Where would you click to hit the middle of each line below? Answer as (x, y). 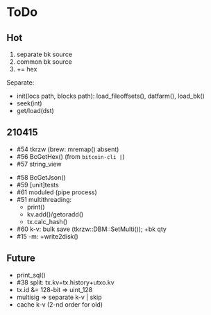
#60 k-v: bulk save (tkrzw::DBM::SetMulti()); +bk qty (92, 229)
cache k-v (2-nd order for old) (60, 304)
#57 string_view (39, 164)
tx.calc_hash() (47, 221)
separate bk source (44, 54)
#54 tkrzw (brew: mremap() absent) (68, 149)
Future (21, 258)
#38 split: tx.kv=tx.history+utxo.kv (66, 282)
